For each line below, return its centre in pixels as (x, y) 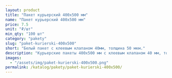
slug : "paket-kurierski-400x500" (41, 44)
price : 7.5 (17, 24)
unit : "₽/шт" (19, 29)
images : (14, 58)
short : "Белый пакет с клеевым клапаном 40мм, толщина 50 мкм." (75, 48)
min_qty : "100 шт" (25, 34)
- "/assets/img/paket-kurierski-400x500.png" (59, 63)
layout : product (23, 10)
